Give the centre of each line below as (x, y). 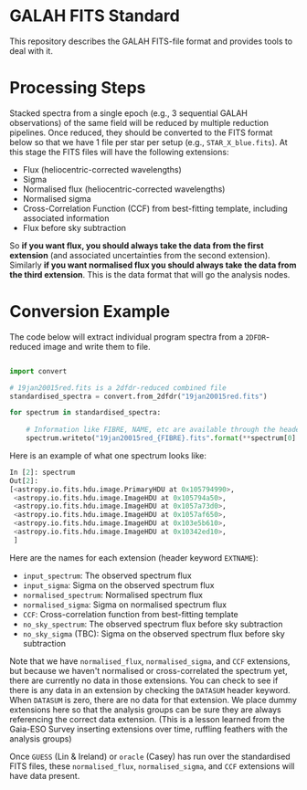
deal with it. (31, 50)
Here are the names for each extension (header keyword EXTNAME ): (134, 557)
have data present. (45, 775)
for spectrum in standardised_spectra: (85, 413)
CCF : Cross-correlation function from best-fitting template (131, 614)
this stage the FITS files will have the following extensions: (119, 152)
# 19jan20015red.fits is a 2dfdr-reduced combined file (118, 388)
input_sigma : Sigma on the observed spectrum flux (118, 585)
